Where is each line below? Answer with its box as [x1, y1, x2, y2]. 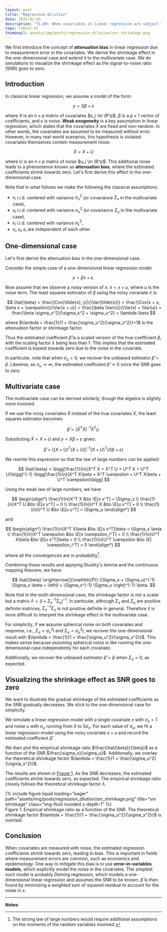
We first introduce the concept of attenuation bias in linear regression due [5, 44, 158, 50]
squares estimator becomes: [5, 416, 64, 422]
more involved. [5, 401, 36, 407]
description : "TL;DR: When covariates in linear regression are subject [5, 21, 159, 26]
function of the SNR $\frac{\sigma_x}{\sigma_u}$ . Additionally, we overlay [5, 750, 158, 756]
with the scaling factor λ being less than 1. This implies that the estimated [5, 340, 156, 346]
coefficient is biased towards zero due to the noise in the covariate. [5, 345, 143, 351]
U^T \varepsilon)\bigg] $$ [57, 476, 110, 482]
